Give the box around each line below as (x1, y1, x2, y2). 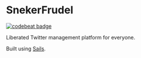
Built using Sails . (6, 45, 46, 52)
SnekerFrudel (6, 3, 74, 17)
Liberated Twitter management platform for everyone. (6, 34, 136, 41)
